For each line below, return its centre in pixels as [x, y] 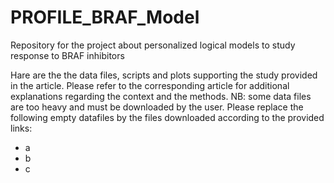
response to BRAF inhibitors [67, 55]
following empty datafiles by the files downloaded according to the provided [167, 117]
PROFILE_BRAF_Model [105, 17]
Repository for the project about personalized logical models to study [153, 45]
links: [21, 128]
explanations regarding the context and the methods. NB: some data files [161, 96]
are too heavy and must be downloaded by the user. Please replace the [157, 107]
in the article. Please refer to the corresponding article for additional [150, 85]
